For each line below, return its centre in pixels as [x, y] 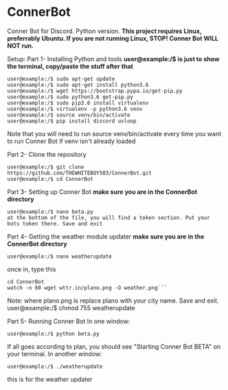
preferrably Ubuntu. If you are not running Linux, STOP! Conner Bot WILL [113, 38]
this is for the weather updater [50, 379]
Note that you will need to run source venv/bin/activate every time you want [114, 133]
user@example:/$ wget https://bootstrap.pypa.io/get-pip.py [95, 91]
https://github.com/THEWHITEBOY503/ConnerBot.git [80, 173]
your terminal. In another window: [55, 354]
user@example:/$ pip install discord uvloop [72, 121]
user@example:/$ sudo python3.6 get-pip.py [70, 97]
